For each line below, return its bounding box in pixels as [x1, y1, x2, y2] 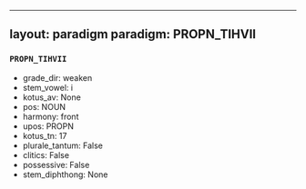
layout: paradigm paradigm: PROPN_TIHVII [9, 26, 257, 42]
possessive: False [22, 159, 90, 170]
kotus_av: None [22, 92, 82, 103]
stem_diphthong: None [22, 169, 108, 180]
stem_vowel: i [22, 82, 74, 93]
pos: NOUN [22, 101, 66, 112]
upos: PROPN [22, 120, 75, 132]
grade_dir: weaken [22, 72, 93, 83]
